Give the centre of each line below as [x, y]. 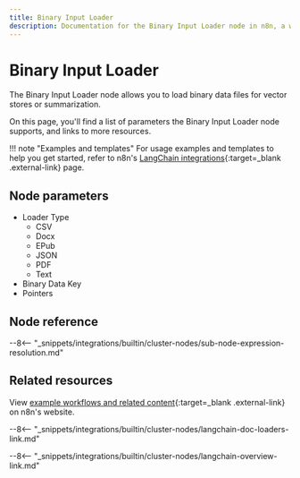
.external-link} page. [47, 167]
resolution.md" [37, 353]
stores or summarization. [55, 105]
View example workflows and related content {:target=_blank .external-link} [147, 402]
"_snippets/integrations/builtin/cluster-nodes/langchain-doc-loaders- [162, 429]
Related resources [61, 381]
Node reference [54, 322]
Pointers [37, 294]
